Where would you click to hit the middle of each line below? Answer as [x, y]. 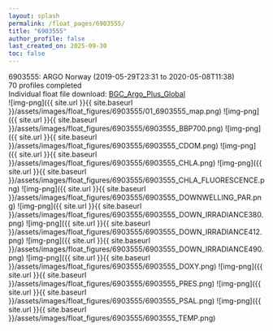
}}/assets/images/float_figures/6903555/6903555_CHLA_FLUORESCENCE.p [136, 180]
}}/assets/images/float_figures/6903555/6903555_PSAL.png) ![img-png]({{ [135, 301]
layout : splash [34, 16]
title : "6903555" [38, 31]
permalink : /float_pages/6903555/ [67, 24]
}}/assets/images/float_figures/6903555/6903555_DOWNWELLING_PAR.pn [135, 197]
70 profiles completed [45, 85]
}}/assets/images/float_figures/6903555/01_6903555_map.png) [115, 111]
